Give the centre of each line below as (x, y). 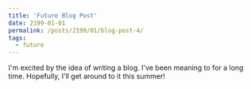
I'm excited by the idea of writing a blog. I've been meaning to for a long (126, 68)
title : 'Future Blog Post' (53, 15)
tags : (17, 38)
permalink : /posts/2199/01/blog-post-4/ (76, 30)
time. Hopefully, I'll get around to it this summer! (87, 76)
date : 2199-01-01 (37, 23)
